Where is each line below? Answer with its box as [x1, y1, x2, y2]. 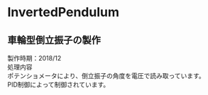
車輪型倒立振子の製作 [7, 34, 101, 46]
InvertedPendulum [7, 4, 119, 20]
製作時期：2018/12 [7, 54, 62, 62]
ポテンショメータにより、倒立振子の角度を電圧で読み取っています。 [7, 72, 206, 80]
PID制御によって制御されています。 [7, 80, 110, 89]
